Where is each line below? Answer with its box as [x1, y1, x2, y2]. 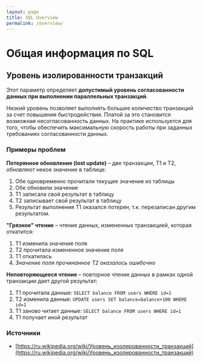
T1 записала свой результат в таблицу [15, 190, 115, 198]
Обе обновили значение [15, 184, 78, 191]
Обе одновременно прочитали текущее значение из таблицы [15, 177, 175, 185]
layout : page [6, 8, 39, 15]
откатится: [6, 228, 34, 235]
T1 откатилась [15, 252, 52, 260]
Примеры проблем [6, 146, 66, 154]
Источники [6, 329, 41, 337]
